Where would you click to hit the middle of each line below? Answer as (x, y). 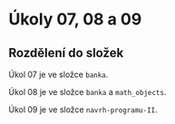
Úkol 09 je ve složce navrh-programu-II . (83, 110)
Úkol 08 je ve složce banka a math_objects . (87, 92)
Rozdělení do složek (66, 53)
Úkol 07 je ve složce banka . (58, 74)
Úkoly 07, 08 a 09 (75, 19)
